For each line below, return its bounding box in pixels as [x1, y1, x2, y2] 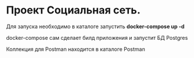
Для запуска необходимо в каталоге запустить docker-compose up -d [6, 23, 185, 30]
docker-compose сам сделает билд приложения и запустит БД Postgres [6, 34, 188, 41]
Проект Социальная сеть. [6, 4, 141, 17]
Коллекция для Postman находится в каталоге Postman [6, 45, 145, 53]
